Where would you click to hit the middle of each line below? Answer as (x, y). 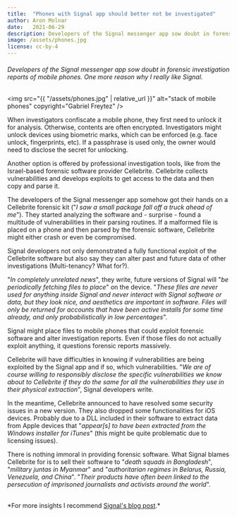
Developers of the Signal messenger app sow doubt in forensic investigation (119, 69)
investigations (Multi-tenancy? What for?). (68, 266)
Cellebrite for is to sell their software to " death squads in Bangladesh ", (110, 462)
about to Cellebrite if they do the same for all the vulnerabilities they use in (116, 382)
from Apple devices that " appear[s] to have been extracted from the (107, 426)
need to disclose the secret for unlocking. (68, 150)
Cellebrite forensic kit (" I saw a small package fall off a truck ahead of (110, 207)
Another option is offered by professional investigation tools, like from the (114, 164)
